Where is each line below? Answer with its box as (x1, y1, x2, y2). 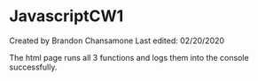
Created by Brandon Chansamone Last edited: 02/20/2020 (9, 35, 224, 46)
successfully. (9, 62, 58, 72)
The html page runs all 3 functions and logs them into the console (9, 52, 250, 63)
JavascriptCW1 (9, 6, 124, 26)
